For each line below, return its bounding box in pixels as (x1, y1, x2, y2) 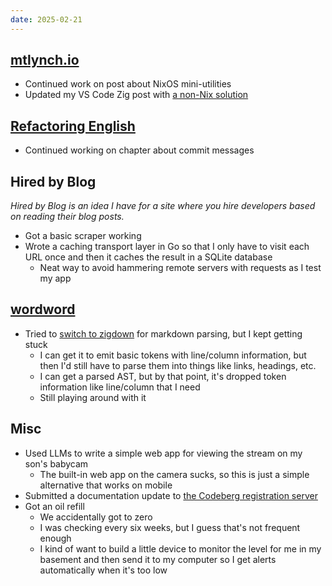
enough (39, 532, 72, 544)
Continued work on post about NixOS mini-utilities (24, 78, 232, 90)
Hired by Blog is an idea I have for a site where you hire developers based (10, 200, 316, 212)
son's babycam (24, 457, 89, 470)
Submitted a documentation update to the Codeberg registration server (24, 489, 318, 501)
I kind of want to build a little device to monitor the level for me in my (39, 542, 322, 555)
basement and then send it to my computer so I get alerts (39, 553, 277, 565)
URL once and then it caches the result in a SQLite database (24, 251, 273, 263)
